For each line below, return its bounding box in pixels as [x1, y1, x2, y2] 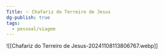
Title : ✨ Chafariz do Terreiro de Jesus [6, 8, 111, 15]
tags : [6, 20, 20, 26]
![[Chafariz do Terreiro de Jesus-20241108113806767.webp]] [6, 42, 158, 50]
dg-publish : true [6, 15, 50, 21]
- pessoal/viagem [12, 25, 56, 32]
